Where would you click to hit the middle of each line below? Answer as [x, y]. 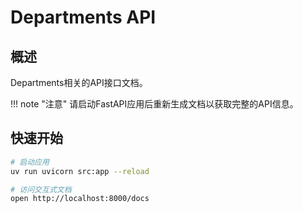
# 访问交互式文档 [41, 189]
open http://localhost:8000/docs [80, 199]
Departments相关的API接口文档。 [79, 82]
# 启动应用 [30, 162]
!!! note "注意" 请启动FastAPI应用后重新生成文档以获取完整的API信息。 [154, 104]
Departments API [83, 17]
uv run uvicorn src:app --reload [80, 171]
